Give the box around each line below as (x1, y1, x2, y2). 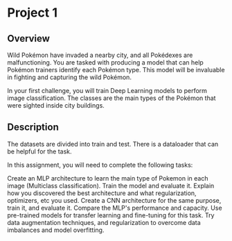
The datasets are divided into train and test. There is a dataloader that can (7, 140, 219, 148)
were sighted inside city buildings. (7, 101, 105, 109)
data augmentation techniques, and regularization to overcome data (7, 218, 201, 226)
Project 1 (7, 5, 57, 21)
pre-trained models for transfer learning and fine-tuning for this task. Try (7, 210, 215, 219)
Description (7, 122, 59, 133)
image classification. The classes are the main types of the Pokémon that (7, 94, 216, 102)
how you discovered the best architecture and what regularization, (7, 189, 197, 197)
